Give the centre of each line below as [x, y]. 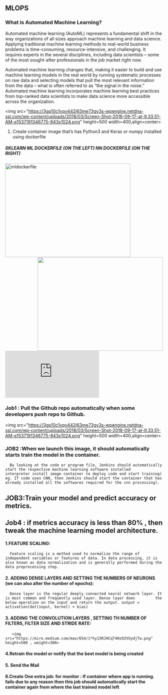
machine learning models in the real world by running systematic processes [83, 75]
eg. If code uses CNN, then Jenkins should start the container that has [84, 478]
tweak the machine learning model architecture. [82, 531]
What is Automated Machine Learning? [53, 22]
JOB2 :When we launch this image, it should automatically [77, 448]
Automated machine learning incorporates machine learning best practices [82, 91]
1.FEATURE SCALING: [28, 543]
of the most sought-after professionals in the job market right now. [74, 60]
